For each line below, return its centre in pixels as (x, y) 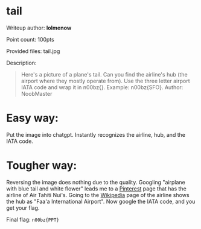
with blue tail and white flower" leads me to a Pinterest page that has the (97, 189)
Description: (21, 63)
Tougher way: (42, 165)
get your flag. (23, 208)
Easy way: (33, 118)
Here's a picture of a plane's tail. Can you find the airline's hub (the (104, 74)
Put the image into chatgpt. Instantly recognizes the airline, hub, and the (96, 134)
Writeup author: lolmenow (39, 28)
